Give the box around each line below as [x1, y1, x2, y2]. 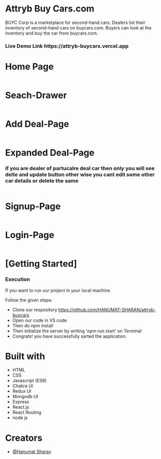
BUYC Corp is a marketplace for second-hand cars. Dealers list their [5, 19, 146, 25]
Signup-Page [5, 201, 61, 212]
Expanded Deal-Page [5, 147, 95, 158]
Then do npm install [12, 322, 53, 328]
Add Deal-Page [5, 118, 69, 130]
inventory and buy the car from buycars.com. [5, 30, 98, 36]
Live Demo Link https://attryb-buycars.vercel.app [5, 42, 129, 49]
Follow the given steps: [5, 297, 53, 303]
